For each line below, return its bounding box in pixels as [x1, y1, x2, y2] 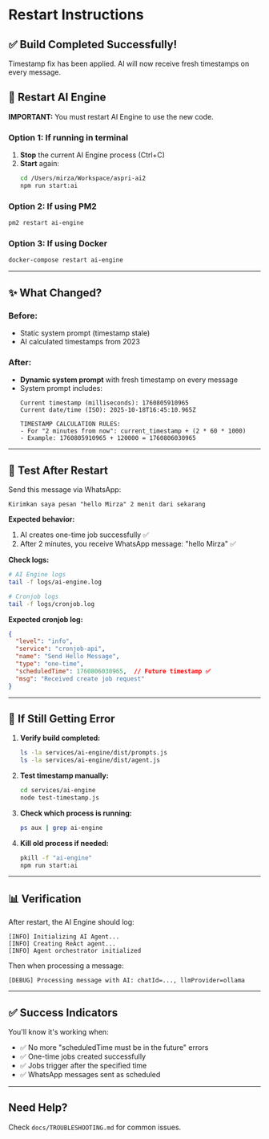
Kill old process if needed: [19, 838, 110, 848]
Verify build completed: [19, 733, 101, 743]
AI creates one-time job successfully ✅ [19, 530, 150, 539]
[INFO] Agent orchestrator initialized [8, 947, 142, 955]
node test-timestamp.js [19, 793, 100, 802]
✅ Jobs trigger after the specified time [19, 1061, 147, 1071]
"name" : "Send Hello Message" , [15, 653, 120, 661]
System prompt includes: [19, 384, 102, 393]
